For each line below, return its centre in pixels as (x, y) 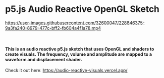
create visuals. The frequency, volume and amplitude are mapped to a (79, 54)
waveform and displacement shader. (44, 59)
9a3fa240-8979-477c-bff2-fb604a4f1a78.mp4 (53, 28)
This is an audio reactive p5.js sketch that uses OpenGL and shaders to (80, 49)
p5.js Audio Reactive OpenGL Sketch (82, 9)
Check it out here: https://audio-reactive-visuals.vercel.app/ (66, 71)
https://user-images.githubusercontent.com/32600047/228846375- (75, 23)
